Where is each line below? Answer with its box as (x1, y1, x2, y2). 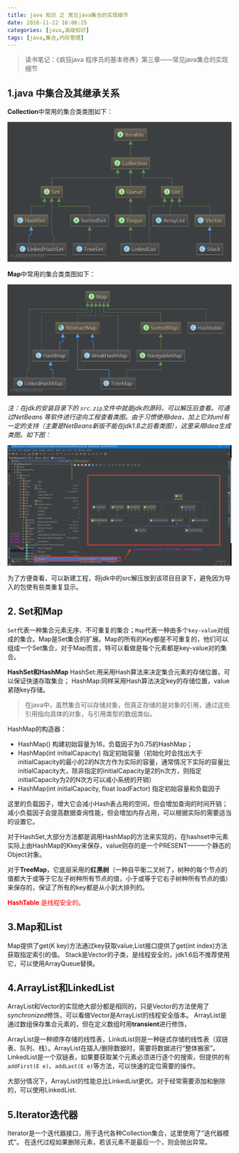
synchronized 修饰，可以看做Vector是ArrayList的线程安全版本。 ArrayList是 (7, 1011, 227, 1020)
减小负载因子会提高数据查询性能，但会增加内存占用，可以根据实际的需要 (7, 808, 219, 817)
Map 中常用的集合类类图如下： (7, 269, 96, 278)
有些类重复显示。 (31, 583, 83, 591)
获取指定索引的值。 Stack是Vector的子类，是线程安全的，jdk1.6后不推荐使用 (7, 950, 230, 959)
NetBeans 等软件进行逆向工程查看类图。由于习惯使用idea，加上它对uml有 (13, 412, 230, 421)
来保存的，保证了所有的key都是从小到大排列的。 (7, 883, 149, 892)
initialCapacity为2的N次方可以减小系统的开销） (17, 775, 155, 783)
